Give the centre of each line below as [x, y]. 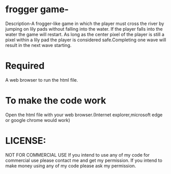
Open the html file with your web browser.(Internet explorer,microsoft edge [84, 115]
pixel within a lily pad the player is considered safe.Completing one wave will [86, 40]
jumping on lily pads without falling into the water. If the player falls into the [84, 29]
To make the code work [56, 101]
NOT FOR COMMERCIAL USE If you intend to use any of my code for [77, 155]
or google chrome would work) [38, 120]
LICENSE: [26, 141]
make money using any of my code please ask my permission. [71, 166]
